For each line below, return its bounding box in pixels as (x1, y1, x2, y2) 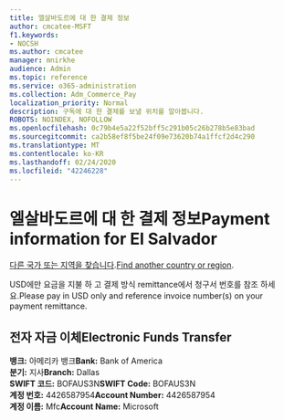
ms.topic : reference (9, 73, 89, 82)
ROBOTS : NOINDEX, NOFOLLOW (9, 115, 112, 124)
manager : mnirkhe (9, 56, 76, 65)
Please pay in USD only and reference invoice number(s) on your (18, 290, 263, 301)
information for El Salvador (9, 228, 217, 249)
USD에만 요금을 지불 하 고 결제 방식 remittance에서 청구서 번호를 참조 (9, 279, 258, 290)
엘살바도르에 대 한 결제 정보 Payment (9, 208, 270, 229)
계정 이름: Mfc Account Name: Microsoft (9, 401, 160, 412)
